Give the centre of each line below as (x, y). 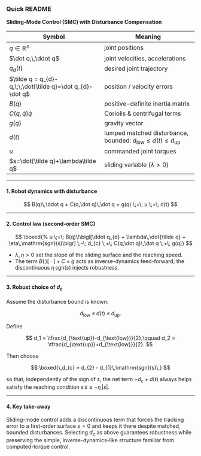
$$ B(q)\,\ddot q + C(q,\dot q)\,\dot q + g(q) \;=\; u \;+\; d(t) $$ (100, 204)
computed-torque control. (38, 446)
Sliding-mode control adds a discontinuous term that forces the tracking (95, 420)
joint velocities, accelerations (145, 58)
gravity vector (124, 123)
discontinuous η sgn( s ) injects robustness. (67, 268)
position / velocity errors (139, 86)
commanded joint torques (140, 151)
